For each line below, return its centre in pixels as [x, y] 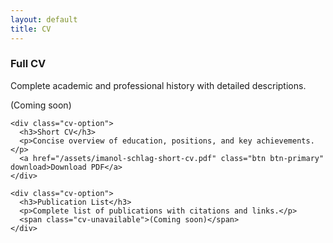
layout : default [44, 19]
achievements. [285, 141]
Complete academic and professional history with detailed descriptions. [158, 85]
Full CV [28, 64]
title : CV [31, 29]
